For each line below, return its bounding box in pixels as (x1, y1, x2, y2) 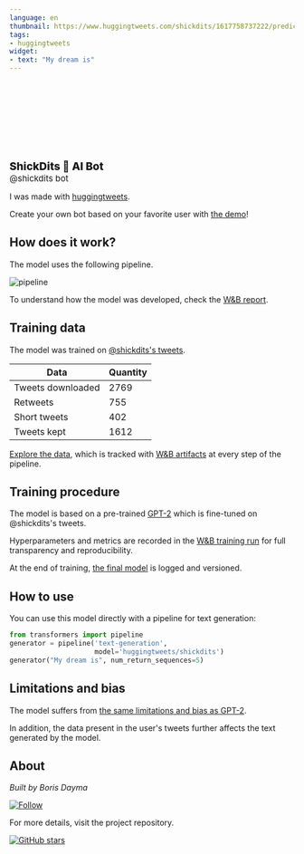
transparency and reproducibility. (9, 545, 133, 556)
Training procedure (9, 485, 120, 500)
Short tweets (14, 410, 69, 423)
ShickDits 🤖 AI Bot (9, 159, 104, 173)
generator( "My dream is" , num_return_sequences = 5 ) (9, 656, 204, 665)
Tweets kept (14, 425, 66, 437)
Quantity (108, 366, 147, 379)
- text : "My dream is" (9, 55, 95, 64)
